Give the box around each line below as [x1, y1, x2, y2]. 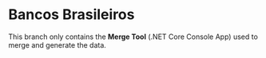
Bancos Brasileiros [8, 6, 135, 24]
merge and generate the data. [8, 40, 106, 49]
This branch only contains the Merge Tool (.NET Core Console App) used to [8, 32, 258, 41]
